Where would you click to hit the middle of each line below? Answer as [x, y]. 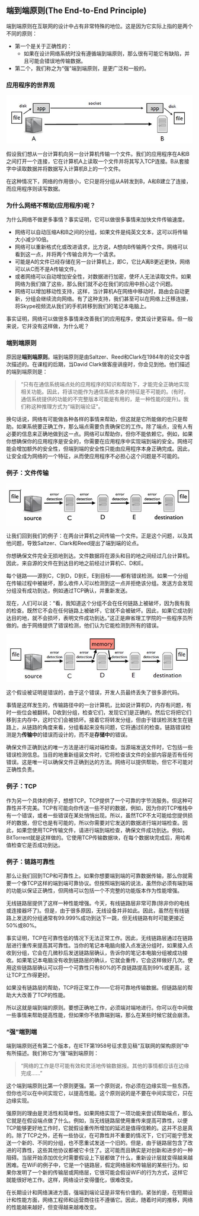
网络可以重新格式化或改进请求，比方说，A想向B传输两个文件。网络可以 [101, 247]
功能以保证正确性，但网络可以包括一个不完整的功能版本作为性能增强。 [97, 891]
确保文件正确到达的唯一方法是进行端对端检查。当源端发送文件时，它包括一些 [99, 747]
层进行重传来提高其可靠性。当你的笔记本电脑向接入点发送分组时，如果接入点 [99, 945]
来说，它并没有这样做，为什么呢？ [48, 326]
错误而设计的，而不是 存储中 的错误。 [86, 735]
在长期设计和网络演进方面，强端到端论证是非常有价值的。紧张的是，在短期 [97, 1192]
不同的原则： [22, 33]
